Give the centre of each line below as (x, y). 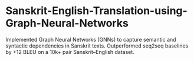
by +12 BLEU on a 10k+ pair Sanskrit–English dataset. (70, 52)
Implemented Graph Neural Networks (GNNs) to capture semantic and (91, 39)
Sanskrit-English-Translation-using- (97, 11)
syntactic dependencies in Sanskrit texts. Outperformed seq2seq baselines (97, 46)
